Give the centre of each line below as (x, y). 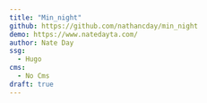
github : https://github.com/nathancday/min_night (104, 26)
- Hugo (30, 59)
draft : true (31, 84)
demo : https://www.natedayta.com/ (74, 34)
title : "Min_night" (46, 17)
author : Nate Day (42, 43)
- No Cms (34, 76)
